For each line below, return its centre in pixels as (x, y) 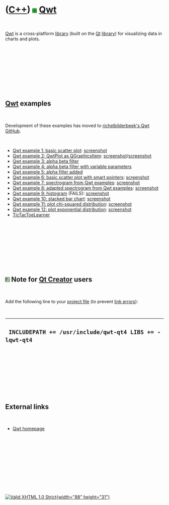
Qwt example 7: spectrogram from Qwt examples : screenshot (76, 183)
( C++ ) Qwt (31, 10)
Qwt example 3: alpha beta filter (46, 161)
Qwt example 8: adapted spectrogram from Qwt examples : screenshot (86, 188)
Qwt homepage (28, 429)
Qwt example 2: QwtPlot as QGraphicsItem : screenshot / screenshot (82, 156)
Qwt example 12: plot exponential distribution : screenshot (72, 209)
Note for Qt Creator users (52, 280)
